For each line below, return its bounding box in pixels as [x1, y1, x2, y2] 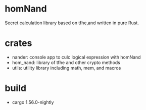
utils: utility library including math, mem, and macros [12, 65, 121, 71]
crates [5, 37, 32, 49]
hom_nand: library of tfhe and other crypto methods [12, 59, 121, 66]
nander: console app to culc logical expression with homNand [12, 54, 141, 60]
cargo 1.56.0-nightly [12, 99, 54, 105]
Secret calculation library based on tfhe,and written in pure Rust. [5, 20, 139, 26]
